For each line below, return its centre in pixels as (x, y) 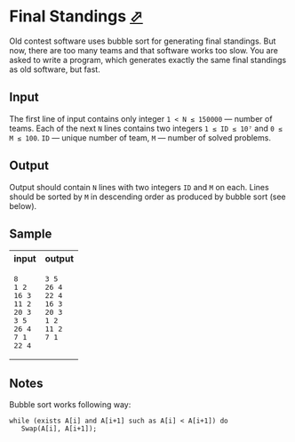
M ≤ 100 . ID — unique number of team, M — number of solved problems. (140, 137)
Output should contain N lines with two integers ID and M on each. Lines (139, 187)
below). (23, 205)
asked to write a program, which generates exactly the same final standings (148, 60)
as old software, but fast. (55, 69)
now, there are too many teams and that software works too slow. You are (144, 50)
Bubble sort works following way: (70, 405)
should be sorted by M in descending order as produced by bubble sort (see (147, 197)
